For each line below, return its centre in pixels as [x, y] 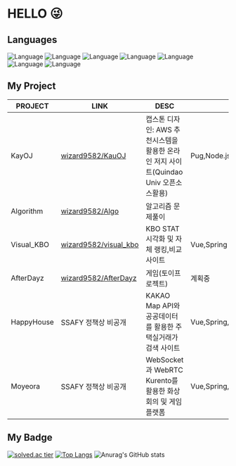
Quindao [169, 172]
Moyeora [26, 386]
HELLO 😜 [35, 14]
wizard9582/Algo [90, 211]
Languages [32, 40]
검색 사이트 [163, 348]
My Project [32, 86]
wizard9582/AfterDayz [99, 278]
